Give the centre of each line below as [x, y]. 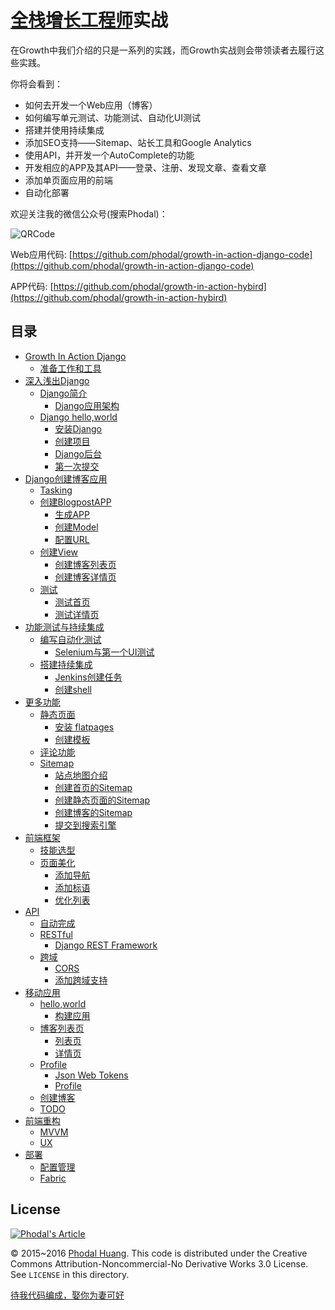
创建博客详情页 [85, 577]
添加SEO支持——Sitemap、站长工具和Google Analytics [138, 142]
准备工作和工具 [70, 368]
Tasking [56, 490]
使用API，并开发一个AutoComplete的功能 [109, 155]
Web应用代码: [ [41, 254]
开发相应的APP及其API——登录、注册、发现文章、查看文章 [145, 167]
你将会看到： [36, 83]
